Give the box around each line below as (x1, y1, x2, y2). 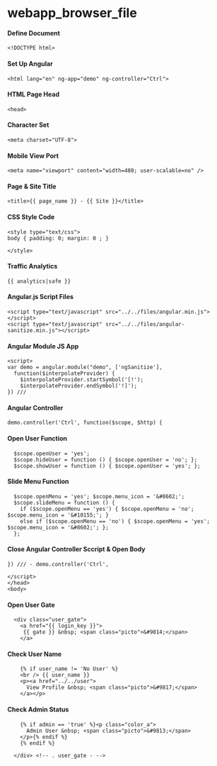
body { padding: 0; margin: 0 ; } (7, 235, 110, 242)
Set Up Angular (7, 59, 53, 68)
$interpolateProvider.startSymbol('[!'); (20, 376, 143, 383)
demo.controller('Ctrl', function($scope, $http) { (7, 419, 163, 427)
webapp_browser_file (7, 5, 138, 21)
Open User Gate (7, 600, 55, 609)
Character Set (7, 120, 49, 129)
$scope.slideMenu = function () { (13, 499, 115, 506)
